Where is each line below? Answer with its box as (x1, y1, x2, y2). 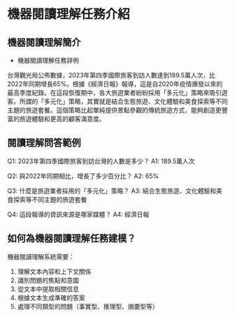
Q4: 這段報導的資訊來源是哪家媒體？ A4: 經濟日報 (7, 210, 150, 219)
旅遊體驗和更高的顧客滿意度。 (19, 115, 106, 123)
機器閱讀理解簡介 (7, 36, 81, 48)
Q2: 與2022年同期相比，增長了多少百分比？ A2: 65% (7, 172, 159, 180)
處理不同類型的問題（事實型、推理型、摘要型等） (17, 302, 159, 311)
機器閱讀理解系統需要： (7, 252, 75, 260)
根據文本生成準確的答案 (17, 293, 85, 302)
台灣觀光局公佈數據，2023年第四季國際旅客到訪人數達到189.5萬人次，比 (7, 71, 215, 79)
